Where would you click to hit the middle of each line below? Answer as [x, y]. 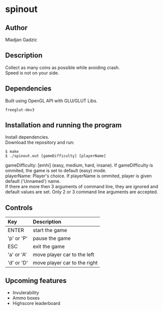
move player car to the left [63, 255]
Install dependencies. [27, 137]
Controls [19, 208]
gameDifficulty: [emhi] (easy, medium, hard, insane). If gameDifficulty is [79, 165]
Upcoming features [36, 281]
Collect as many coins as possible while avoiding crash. [62, 67]
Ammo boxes [26, 298]
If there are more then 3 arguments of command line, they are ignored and [82, 187]
